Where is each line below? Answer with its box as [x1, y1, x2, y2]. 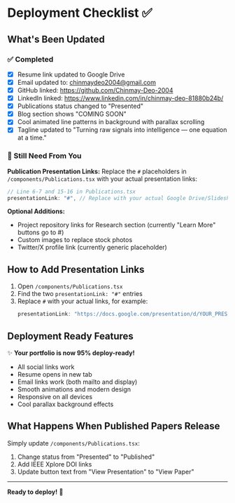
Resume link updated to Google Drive [17, 70, 125, 79]
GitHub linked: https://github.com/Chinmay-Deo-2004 [17, 86, 173, 94]
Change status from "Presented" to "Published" [17, 452, 155, 461]
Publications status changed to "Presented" [17, 102, 144, 110]
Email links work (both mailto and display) [17, 377, 138, 386]
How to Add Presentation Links [7, 263, 145, 275]
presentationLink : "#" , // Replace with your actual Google [7, 194, 187, 201]
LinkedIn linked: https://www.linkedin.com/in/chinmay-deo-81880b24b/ [17, 94, 224, 102]
